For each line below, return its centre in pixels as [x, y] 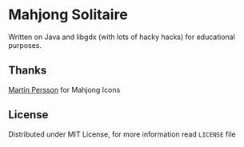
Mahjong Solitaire [68, 15]
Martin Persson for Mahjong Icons [64, 89]
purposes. [25, 45]
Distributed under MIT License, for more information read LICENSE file [122, 134]
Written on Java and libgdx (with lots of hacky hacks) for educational [122, 37]
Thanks [28, 71]
